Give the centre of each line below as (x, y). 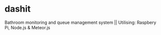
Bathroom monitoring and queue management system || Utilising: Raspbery (80, 22)
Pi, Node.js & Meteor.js (27, 27)
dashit (18, 9)
